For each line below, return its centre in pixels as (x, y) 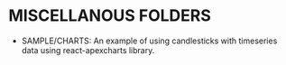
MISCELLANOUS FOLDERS (110, 16)
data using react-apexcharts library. (88, 50)
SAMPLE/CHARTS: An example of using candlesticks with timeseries (149, 41)
